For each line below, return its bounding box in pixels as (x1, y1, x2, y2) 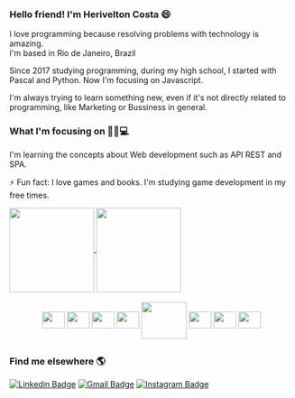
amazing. (9, 38, 43, 49)
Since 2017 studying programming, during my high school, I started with (9, 65, 277, 76)
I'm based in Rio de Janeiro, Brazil (9, 48, 136, 59)
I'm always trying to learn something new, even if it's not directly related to (9, 92, 287, 103)
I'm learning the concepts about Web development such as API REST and (9, 149, 282, 160)
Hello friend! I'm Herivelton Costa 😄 (9, 8, 171, 21)
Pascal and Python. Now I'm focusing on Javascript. (9, 75, 204, 86)
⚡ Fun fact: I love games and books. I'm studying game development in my (9, 176, 287, 188)
